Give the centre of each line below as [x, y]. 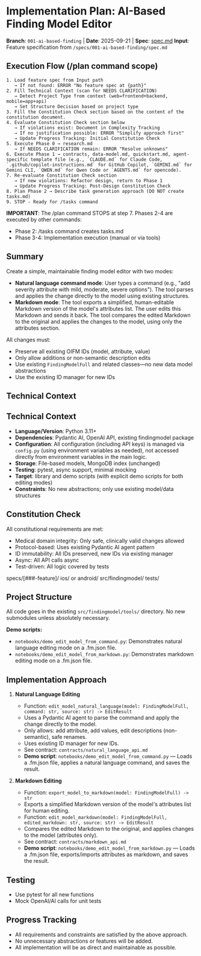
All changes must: [29, 339]
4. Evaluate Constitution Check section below [66, 122]
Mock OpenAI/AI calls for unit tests [58, 901]
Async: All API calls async [47, 560]
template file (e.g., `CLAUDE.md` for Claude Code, [97, 159]
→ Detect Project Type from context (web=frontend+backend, [91, 96]
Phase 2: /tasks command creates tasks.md [69, 231]
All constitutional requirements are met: [55, 529]
